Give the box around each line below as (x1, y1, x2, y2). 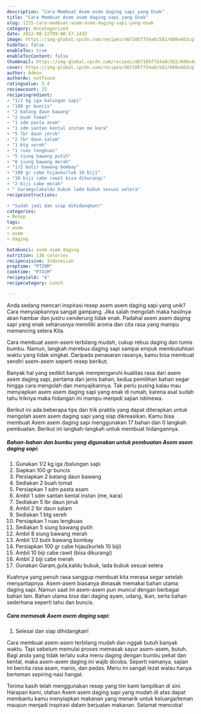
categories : (7, 208, 36, 214)
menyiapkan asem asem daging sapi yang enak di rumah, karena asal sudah (7, 388, 194, 395)
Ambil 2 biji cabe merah (15, 555, 74, 562)
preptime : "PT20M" (7, 263, 52, 269)
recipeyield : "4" (7, 275, 50, 281)
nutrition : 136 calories (7, 252, 69, 258)
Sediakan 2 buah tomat (15, 479, 73, 487)
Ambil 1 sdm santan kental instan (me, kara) (15, 492, 123, 499)
